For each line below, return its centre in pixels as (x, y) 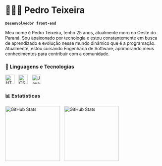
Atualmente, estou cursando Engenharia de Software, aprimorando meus (80, 48)
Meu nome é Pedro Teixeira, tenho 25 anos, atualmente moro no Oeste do (81, 32)
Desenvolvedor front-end (31, 23)
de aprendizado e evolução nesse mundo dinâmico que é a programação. (81, 43)
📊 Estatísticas (23, 96)
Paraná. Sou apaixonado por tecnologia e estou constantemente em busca (81, 38)
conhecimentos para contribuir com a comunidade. (57, 54)
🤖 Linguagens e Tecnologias (40, 67)
